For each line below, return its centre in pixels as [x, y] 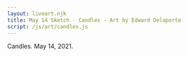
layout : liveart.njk [37, 14]
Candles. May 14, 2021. [40, 47]
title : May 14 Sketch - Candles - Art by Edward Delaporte [94, 20]
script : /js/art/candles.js [48, 26]
